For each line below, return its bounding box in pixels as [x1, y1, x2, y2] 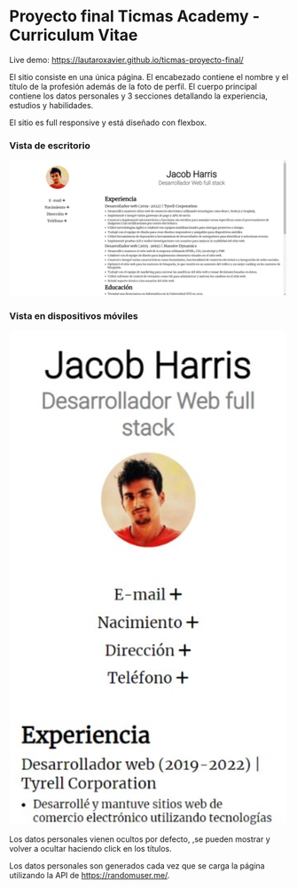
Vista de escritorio [9, 139, 90, 152]
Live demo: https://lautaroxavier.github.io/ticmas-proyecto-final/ [9, 54, 244, 65]
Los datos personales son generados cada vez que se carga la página [9, 860, 265, 871]
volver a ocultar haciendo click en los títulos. [9, 843, 172, 853]
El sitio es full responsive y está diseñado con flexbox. [9, 117, 207, 128]
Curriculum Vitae [9, 25, 138, 45]
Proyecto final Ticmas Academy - [9, 6, 260, 27]
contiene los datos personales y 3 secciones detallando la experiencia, [9, 91, 269, 101]
